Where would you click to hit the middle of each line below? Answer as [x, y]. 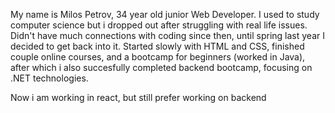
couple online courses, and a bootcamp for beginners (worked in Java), [158, 57]
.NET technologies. [49, 78]
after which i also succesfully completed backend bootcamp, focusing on [161, 67]
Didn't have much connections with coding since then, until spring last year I [167, 35]
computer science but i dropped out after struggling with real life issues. [159, 25]
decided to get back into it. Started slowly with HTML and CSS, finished [157, 46]
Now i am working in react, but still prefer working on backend [138, 97]
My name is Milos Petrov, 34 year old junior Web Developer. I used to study [165, 14]
